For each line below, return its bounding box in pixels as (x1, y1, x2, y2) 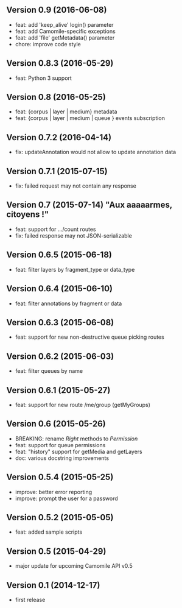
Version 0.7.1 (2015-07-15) (6, 166, 108, 176)
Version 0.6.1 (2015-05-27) (6, 385, 111, 395)
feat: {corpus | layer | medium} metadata (15, 108, 117, 115)
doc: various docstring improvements (15, 454, 110, 462)
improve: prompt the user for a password (15, 495, 118, 502)
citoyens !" (6, 210, 49, 220)
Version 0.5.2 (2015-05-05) (6, 512, 114, 523)
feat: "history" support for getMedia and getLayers (15, 448, 142, 455)
